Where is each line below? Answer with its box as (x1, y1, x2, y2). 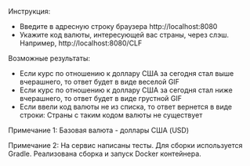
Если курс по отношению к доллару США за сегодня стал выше (19, 69, 234, 78)
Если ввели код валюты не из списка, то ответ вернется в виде (19, 102, 233, 111)
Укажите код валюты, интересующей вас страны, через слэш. (19, 31, 230, 39)
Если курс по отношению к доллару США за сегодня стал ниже (19, 85, 234, 95)
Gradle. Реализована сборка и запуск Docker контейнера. (8, 149, 201, 158)
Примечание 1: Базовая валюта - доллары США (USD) (8, 125, 190, 135)
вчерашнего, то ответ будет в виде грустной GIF (19, 94, 183, 103)
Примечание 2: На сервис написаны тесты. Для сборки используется (8, 141, 243, 150)
